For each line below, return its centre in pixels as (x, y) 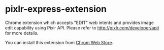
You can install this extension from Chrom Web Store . (59, 42)
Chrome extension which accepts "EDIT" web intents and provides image (80, 23)
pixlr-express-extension (56, 9)
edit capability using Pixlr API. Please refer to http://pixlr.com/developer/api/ (82, 27)
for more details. (22, 33)
